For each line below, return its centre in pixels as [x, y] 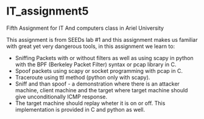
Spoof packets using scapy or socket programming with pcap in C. [99, 70]
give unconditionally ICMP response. [61, 97]
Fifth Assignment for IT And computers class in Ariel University [85, 28]
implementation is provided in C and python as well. [80, 109]
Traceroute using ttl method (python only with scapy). [83, 77]
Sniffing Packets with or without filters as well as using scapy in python [104, 58]
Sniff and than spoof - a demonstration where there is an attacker [97, 84]
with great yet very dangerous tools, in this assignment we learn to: [91, 46]
